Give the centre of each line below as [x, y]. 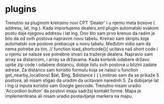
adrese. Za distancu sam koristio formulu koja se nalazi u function [72, 69]
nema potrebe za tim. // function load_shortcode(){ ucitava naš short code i [82, 49]
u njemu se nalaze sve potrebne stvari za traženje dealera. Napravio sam [79, 54]
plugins [21, 9]
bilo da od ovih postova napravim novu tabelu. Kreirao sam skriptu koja [77, 38]
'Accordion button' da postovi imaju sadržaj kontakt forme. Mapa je [73, 91]
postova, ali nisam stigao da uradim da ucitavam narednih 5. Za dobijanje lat [82, 80]
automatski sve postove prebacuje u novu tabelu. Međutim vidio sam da [78, 43]
